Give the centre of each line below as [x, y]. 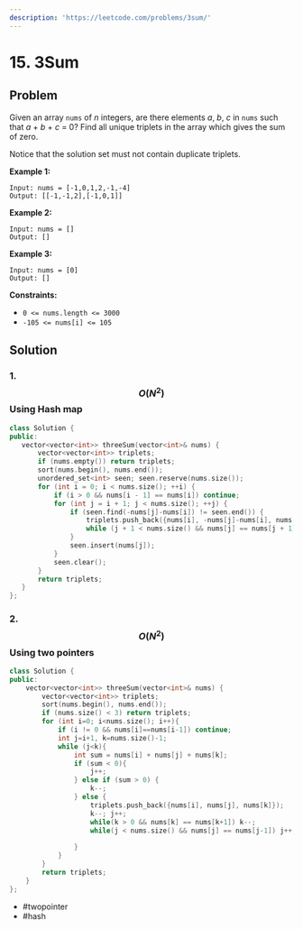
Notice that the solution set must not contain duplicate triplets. [125, 153]
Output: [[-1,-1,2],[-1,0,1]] [66, 196]
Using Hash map [46, 409]
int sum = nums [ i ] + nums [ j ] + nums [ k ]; [151, 755]
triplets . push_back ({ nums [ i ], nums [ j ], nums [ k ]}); [187, 805]
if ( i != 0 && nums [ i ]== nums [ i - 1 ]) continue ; [144, 730]
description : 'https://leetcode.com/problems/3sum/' [110, 18]
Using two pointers [52, 652]
